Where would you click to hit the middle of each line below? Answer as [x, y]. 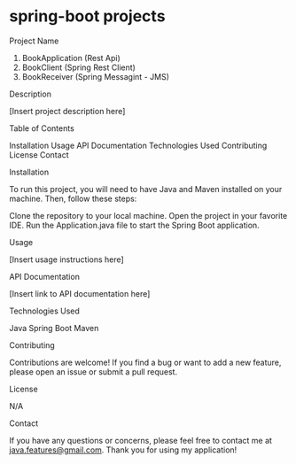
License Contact [39, 155]
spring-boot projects [87, 16]
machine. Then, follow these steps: [73, 198]
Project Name [34, 41]
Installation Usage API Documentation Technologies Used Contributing [138, 145]
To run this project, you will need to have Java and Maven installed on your [146, 189]
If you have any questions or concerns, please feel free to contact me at [141, 440]
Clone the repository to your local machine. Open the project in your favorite [148, 215]
